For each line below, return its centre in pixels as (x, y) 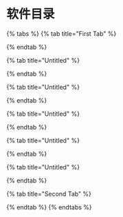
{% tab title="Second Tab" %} (49, 194)
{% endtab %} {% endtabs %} (49, 207)
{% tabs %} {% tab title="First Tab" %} (61, 33)
